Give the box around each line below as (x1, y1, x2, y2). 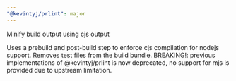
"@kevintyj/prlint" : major (6, 10, 86, 18)
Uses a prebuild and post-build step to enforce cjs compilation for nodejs (6, 43, 220, 51)
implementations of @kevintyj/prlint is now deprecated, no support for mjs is (6, 58, 230, 67)
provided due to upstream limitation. (6, 66, 112, 74)
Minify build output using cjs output (6, 30, 110, 38)
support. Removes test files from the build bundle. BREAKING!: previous (6, 51, 216, 59)
